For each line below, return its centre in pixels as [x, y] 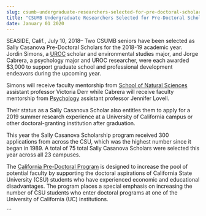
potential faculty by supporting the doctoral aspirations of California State [99, 173]
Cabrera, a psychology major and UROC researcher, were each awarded [98, 60]
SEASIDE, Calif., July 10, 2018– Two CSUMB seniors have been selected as [101, 41]
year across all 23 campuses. [44, 155]
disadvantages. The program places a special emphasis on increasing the [99, 186]
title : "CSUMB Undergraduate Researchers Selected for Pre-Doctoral [96, 18]
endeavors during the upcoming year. [54, 74]
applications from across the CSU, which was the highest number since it [99, 142]
